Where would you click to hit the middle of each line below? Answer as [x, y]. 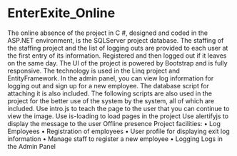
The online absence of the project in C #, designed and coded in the [108, 33]
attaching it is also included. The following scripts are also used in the [110, 93]
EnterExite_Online [61, 13]
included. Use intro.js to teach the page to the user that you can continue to [118, 108]
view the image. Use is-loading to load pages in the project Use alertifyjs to [118, 116]
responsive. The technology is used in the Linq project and [94, 71]
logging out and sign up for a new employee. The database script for [108, 85]
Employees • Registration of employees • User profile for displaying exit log [118, 131]
